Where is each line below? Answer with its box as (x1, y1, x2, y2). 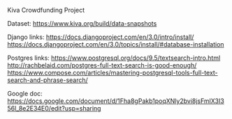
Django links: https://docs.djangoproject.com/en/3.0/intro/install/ (7, 33, 194, 41)
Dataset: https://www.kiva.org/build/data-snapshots (7, 19, 157, 27)
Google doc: (7, 90, 43, 97)
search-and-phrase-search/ (7, 76, 89, 84)
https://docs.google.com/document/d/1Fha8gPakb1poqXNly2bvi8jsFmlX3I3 (7, 97, 225, 105)
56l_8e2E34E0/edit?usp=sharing (7, 104, 101, 112)
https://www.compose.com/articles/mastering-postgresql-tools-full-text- (7, 69, 218, 77)
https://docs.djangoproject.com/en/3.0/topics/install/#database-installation (7, 40, 225, 48)
